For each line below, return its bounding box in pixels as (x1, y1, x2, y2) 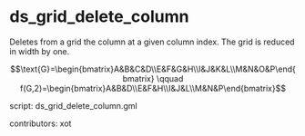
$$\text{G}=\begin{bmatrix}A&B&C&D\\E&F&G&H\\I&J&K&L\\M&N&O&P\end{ (10, 63, 296, 74)
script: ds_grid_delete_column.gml (9, 100, 138, 111)
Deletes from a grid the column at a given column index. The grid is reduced (9, 36, 295, 47)
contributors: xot (9, 118, 72, 129)
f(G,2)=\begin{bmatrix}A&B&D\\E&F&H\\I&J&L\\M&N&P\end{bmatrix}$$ (19, 83, 287, 93)
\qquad (156, 73, 184, 83)
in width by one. (9, 45, 70, 56)
